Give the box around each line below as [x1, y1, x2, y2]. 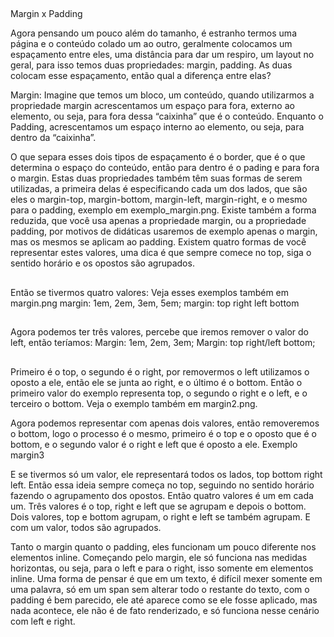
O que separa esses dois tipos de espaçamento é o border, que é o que [10, 151, 306, 163]
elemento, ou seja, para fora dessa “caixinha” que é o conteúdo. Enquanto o [10, 110, 324, 123]
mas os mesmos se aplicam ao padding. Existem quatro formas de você [10, 236, 307, 248]
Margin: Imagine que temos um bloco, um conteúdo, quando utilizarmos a [10, 89, 315, 101]
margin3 [10, 449, 45, 461]
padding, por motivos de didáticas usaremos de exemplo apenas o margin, [10, 225, 318, 238]
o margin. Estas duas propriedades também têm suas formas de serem [10, 172, 303, 184]
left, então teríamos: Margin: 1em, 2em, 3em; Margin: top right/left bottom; [10, 337, 316, 349]
